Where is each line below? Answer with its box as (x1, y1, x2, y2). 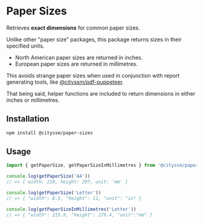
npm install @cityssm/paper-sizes (6, 129, 94, 136)
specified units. (6, 42, 45, 49)
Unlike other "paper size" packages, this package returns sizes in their (6, 36, 182, 43)
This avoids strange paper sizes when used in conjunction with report (6, 72, 180, 79)
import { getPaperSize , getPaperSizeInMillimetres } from (6, 163, 155, 169)
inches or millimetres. (6, 96, 60, 104)
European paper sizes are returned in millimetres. (14, 60, 138, 67)
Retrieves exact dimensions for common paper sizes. (6, 24, 140, 31)
